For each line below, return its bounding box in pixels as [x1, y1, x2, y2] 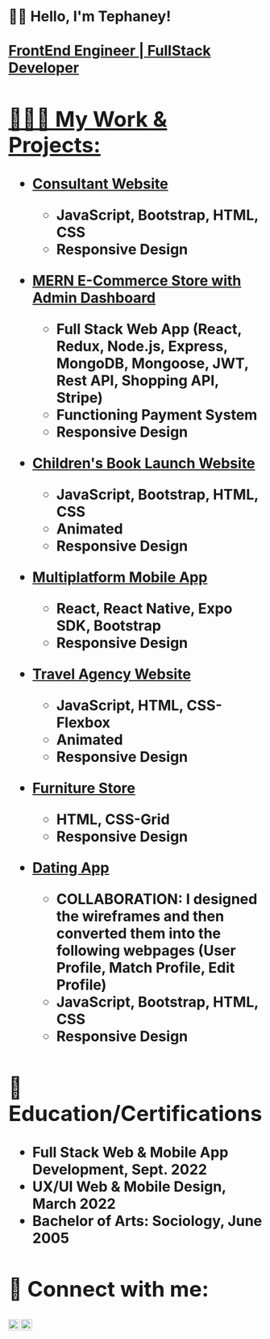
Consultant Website [31, 174, 168, 193]
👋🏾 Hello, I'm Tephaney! [8, 7, 172, 26]
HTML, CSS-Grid [56, 810, 171, 828]
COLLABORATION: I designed [56, 889, 258, 908]
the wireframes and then [56, 907, 224, 925]
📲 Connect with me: [8, 1275, 210, 1303]
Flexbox [56, 713, 111, 731]
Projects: [8, 131, 101, 158]
